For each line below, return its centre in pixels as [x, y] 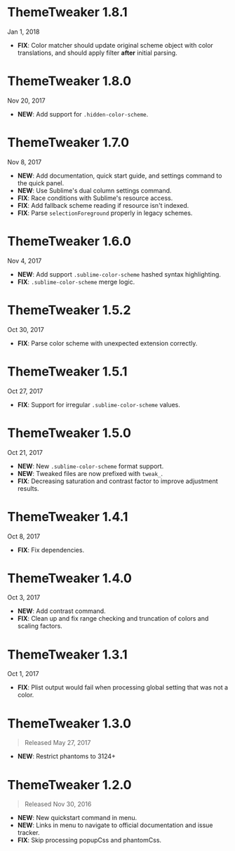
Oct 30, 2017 [26, 329]
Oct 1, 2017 [23, 674]
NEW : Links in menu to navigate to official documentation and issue [115, 825]
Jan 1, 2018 [23, 32]
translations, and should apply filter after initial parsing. [97, 53]
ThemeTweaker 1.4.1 [68, 516]
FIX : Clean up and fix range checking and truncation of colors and [113, 619]
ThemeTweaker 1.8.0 [69, 81]
